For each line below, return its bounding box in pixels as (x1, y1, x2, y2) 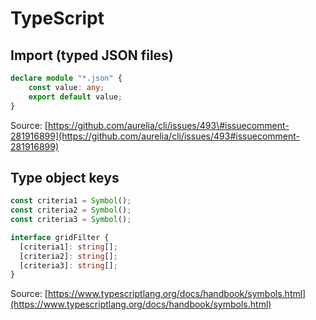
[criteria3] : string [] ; (19, 260, 118, 271)
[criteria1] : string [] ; (19, 242, 118, 252)
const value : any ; (28, 82, 105, 92)
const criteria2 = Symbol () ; (10, 205, 132, 216)
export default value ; (28, 92, 123, 102)
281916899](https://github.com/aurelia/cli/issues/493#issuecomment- (10, 130, 300, 142)
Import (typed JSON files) (10, 47, 174, 64)
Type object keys (10, 169, 120, 186)
